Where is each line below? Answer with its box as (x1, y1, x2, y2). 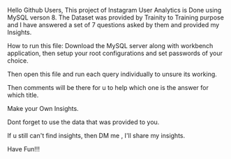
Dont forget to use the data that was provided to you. (7, 118, 160, 126)
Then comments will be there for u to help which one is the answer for (7, 84, 209, 91)
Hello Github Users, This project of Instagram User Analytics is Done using (7, 6, 222, 14)
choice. (7, 56, 29, 65)
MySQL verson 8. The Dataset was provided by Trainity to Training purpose (7, 13, 225, 22)
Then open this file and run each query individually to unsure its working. (7, 70, 218, 78)
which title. (7, 91, 39, 99)
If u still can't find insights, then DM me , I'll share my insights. (7, 132, 186, 139)
